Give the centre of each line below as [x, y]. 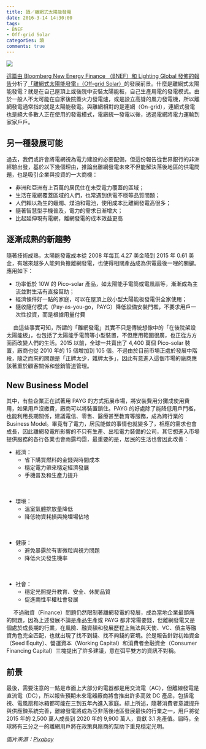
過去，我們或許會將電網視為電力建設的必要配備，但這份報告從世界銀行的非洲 [103, 159]
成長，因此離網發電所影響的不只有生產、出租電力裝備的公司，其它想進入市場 [103, 432]
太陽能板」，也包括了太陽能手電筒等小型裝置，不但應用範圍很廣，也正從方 [99, 335]
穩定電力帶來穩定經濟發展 [57, 467]
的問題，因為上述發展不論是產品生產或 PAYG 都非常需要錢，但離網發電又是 [101, 620]
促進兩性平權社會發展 [51, 599]
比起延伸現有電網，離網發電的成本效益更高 [69, 218]
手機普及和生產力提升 [51, 475]
